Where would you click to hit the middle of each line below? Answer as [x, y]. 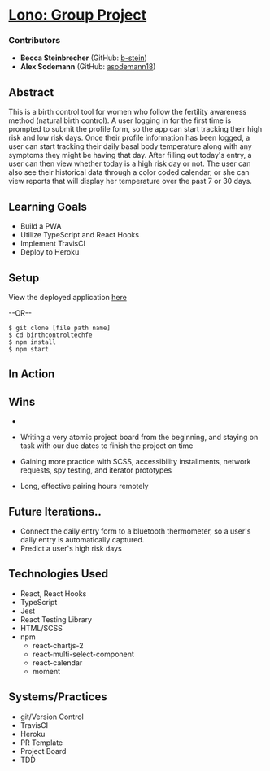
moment [46, 671]
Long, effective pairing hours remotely [84, 486]
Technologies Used [58, 574]
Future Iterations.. [55, 511]
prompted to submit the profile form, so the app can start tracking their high [135, 129]
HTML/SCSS [41, 628]
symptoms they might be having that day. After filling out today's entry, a [130, 155]
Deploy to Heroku [50, 252]
